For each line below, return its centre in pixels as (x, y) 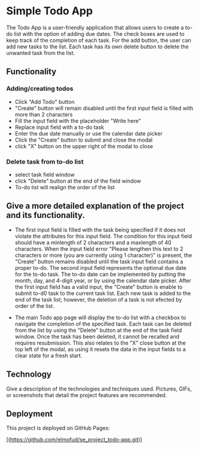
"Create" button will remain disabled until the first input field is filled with (104, 108)
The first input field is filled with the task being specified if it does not (100, 230)
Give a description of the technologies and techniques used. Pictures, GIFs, (99, 389)
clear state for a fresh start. (48, 355)
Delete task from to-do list (45, 161)
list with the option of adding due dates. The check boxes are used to (99, 33)
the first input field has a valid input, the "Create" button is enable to (99, 287)
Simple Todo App (50, 11)
